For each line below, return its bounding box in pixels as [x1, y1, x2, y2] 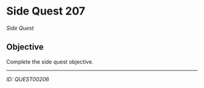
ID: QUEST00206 [6, 75, 50, 83]
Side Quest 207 [6, 4, 86, 18]
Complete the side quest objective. [6, 58, 94, 65]
